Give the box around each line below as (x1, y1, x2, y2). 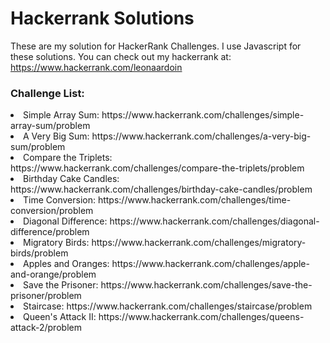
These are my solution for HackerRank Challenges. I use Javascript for (10, 40, 302, 52)
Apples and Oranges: (23, 258, 110, 270)
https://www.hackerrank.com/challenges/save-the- (100, 279, 313, 291)
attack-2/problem (10, 322, 82, 334)
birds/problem (10, 247, 69, 259)
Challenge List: (10, 86, 85, 100)
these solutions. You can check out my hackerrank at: (10, 50, 232, 62)
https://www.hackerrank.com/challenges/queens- (98, 311, 305, 323)
